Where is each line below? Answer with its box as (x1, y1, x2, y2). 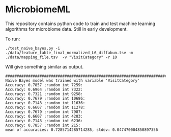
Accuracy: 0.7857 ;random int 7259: (5, 82, 83, 87)
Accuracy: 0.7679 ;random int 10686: (5, 96, 85, 101)
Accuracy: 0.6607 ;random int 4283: (5, 113, 83, 119)
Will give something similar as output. (5, 63, 84, 70)
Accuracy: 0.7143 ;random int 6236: (5, 118, 83, 123)
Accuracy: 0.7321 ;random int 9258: (5, 91, 83, 97)
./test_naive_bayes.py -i (5, 45, 60, 51)
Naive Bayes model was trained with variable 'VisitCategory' (5, 78, 140, 83)
